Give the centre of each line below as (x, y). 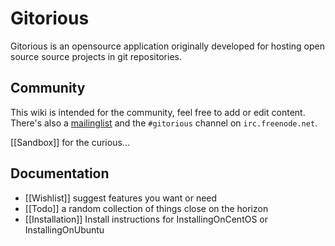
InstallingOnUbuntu (64, 229)
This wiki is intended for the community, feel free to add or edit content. (158, 112)
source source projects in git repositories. (96, 56)
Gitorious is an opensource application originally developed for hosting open (168, 46)
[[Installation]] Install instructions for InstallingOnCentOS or (146, 219)
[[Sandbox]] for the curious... (70, 142)
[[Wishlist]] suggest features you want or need (121, 198)
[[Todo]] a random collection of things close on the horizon (146, 208)
